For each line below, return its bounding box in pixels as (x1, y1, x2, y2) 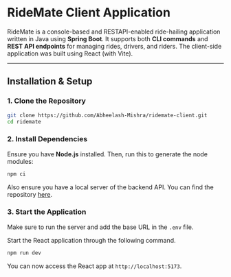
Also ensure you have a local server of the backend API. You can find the (7, 183, 214, 191)
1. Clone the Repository (7, 96, 86, 106)
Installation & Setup (7, 75, 93, 87)
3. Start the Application (7, 207, 87, 217)
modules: (7, 157, 34, 165)
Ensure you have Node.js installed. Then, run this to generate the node (7, 149, 208, 158)
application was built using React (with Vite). (7, 49, 133, 58)
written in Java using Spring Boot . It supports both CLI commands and (7, 34, 208, 43)
